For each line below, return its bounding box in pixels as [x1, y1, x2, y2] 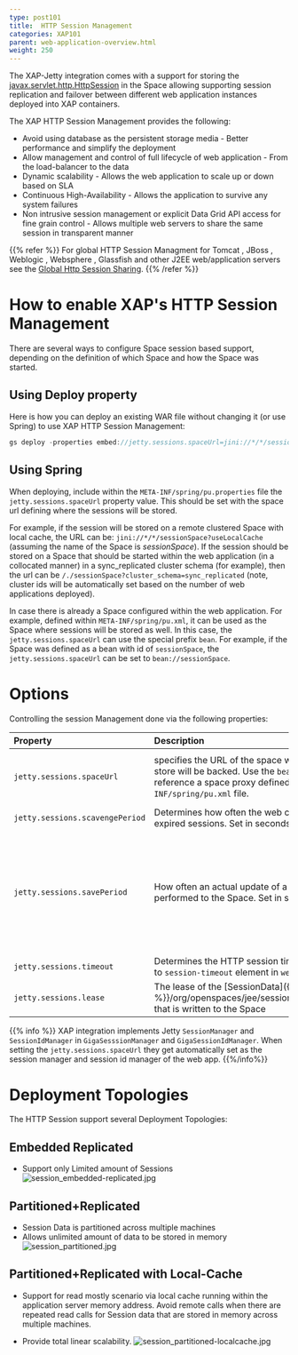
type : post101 [9, 12, 62, 22]
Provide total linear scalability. [21, 1335, 132, 1346]
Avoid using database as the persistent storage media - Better [21, 133, 249, 144]
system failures [21, 199, 78, 210]
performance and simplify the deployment [21, 143, 176, 154]
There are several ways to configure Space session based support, [9, 343, 255, 354]
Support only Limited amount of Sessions [21, 1163, 174, 1174]
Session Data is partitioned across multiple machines [21, 1223, 216, 1233]
